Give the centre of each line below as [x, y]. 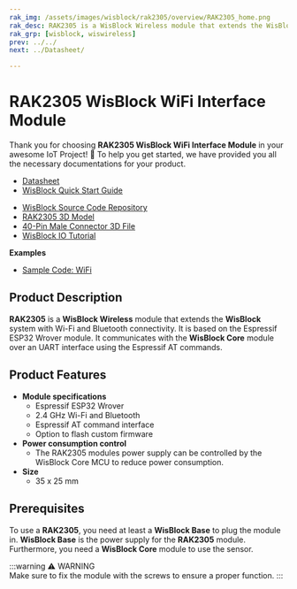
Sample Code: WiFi [57, 270]
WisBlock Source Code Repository [84, 208]
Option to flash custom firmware [94, 433]
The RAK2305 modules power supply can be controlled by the [148, 453]
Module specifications [64, 396]
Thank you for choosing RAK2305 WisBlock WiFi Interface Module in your [147, 145]
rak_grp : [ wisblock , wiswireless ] [73, 34]
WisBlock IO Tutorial [59, 236]
